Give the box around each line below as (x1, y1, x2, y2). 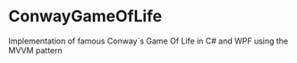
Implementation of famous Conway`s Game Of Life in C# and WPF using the (8, 35, 289, 46)
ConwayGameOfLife (8, 6, 163, 27)
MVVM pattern (8, 44, 64, 55)
